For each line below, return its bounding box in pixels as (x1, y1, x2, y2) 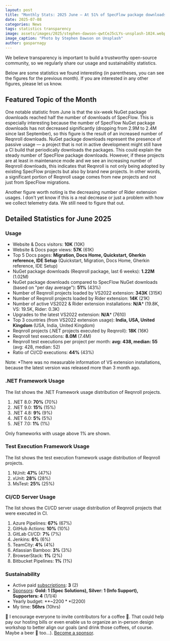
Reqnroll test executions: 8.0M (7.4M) (12, 333, 92, 339)
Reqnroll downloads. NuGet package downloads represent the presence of (5, 136, 161, 142)
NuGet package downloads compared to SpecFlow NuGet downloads (12, 279, 158, 285)
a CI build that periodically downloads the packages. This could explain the (5, 147, 162, 153)
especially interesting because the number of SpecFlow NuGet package (5, 120, 155, 126)
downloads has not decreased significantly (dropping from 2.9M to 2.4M (5, 125, 157, 131)
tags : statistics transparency (5, 26, 71, 32)
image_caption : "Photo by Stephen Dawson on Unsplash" (5, 36, 123, 41)
